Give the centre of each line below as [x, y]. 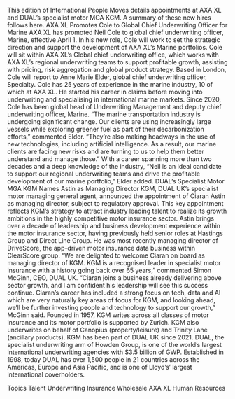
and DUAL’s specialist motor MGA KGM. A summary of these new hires [109, 17]
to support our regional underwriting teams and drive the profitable [104, 174]
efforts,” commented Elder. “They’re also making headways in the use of [111, 136]
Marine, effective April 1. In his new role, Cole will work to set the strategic [114, 40]
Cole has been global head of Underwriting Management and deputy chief [114, 107]
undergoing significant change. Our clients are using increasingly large [109, 121]
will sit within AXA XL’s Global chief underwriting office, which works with [113, 55]
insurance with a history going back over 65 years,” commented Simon [109, 270]
